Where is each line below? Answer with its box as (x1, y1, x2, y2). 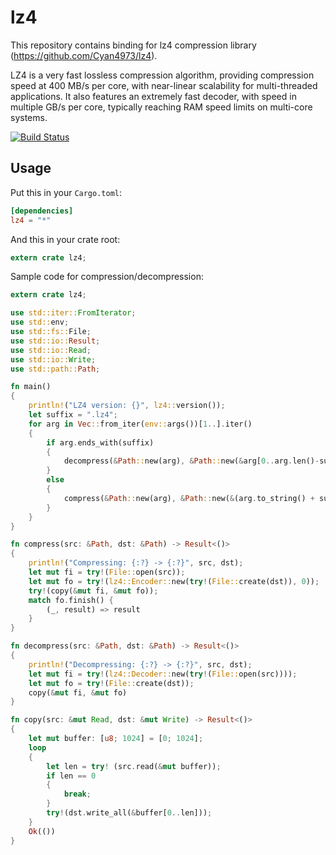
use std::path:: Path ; (10, 364, 101, 374)
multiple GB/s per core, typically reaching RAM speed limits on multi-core (10, 101, 313, 113)
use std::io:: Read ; (10, 345, 92, 355)
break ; (63, 789, 92, 800)
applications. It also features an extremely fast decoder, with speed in (10, 90, 297, 102)
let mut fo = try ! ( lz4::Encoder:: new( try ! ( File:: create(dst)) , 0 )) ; (28, 576, 320, 586)
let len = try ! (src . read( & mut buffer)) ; (46, 761, 222, 771)
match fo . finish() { (28, 595, 114, 605)
